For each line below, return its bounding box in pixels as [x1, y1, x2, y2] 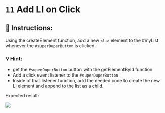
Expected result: [5, 93, 39, 99]
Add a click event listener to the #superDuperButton [12, 72, 119, 78]
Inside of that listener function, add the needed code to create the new [12, 78, 160, 84]
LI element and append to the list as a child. [12, 83, 104, 89]
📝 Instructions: [5, 24, 53, 32]
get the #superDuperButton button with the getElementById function [12, 67, 153, 73]
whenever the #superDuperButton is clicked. [5, 43, 96, 49]
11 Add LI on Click [5, 4, 81, 15]
